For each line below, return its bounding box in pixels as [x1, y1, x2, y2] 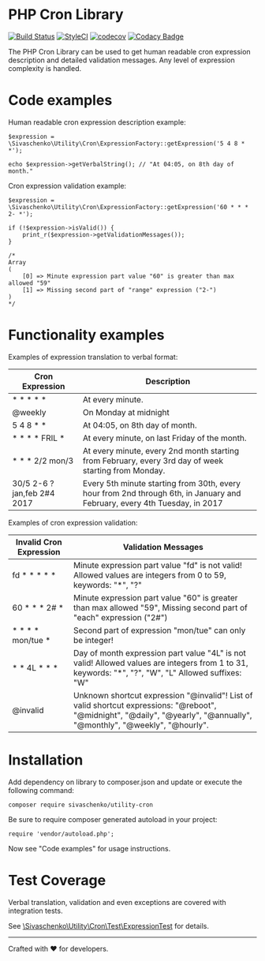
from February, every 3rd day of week [82, 455, 223, 466]
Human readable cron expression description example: [8, 117, 187, 127]
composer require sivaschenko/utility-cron [8, 801, 154, 809]
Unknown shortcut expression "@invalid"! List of [73, 690, 253, 701]
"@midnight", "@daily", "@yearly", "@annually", [73, 709, 252, 720]
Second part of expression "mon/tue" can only [73, 625, 246, 636]
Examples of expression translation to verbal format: [8, 352, 178, 361]
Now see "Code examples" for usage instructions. [8, 843, 171, 853]
